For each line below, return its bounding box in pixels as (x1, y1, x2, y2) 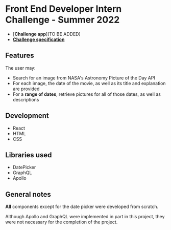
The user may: (5, 65, 36, 71)
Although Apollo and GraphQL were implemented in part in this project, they (5, 214, 165, 220)
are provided (12, 86, 40, 92)
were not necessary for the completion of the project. (5, 219, 118, 225)
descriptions (12, 96, 39, 102)
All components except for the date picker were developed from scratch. (5, 203, 159, 210)
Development (5, 111, 50, 120)
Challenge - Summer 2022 (5, 14, 120, 26)
